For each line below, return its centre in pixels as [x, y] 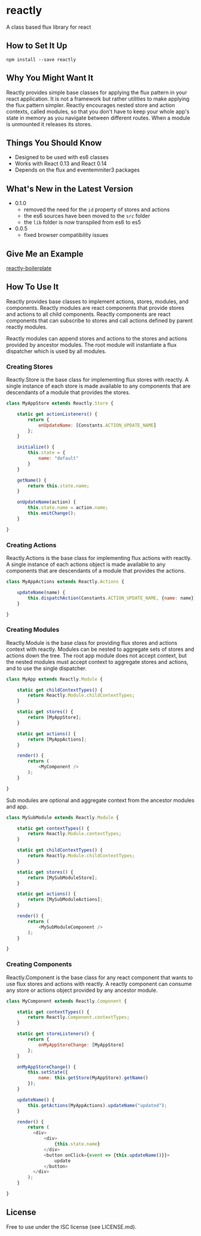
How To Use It [32, 287]
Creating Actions [31, 545]
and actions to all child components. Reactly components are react [89, 314]
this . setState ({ [48, 1072]
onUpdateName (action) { [47, 502]
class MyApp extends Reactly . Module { [54, 679]
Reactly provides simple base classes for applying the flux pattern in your [97, 92]
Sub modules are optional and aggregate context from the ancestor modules [100, 800]
